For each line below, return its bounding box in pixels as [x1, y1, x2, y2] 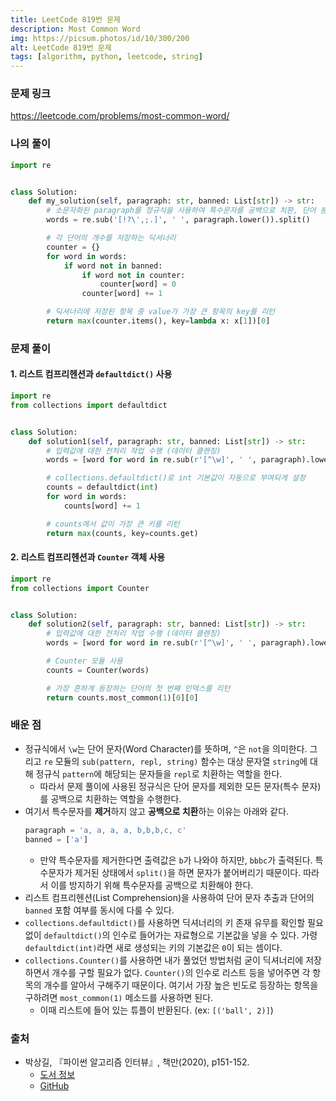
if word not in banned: [63, 261, 163, 271]
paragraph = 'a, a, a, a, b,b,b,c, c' [24, 825, 187, 835]
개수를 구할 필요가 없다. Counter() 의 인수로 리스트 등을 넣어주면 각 [51, 966, 311, 978]
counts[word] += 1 [63, 501, 141, 511]
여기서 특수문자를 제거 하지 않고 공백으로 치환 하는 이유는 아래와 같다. [24, 805, 290, 817]
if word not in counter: [81, 270, 186, 280]
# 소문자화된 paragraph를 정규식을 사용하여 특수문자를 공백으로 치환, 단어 [46, 206, 317, 216]
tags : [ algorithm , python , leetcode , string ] [10, 52, 203, 62]
